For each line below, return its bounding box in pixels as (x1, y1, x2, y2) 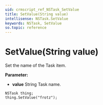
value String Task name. (12, 82, 61, 87)
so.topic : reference (5, 25, 47, 30)
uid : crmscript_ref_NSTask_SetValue (5, 7, 79, 12)
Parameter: (5, 72, 28, 78)
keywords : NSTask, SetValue (5, 21, 62, 26)
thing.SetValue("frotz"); (5, 95, 57, 100)
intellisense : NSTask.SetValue (5, 16, 69, 21)
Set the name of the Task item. (5, 63, 67, 68)
